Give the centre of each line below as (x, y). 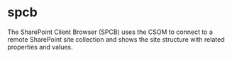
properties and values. (40, 47)
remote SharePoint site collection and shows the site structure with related (116, 39)
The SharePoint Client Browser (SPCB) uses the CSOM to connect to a (110, 32)
